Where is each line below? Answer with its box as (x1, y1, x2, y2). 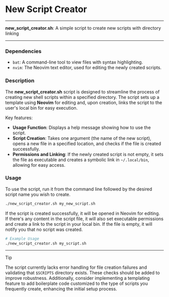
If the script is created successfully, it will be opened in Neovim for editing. (5, 210, 160, 216)
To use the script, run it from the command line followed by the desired (5, 186, 152, 192)
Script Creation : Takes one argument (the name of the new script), (12, 135, 152, 141)
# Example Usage (5, 236, 39, 241)
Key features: (5, 115, 33, 121)
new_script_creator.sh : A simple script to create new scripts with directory (5, 25, 161, 31)
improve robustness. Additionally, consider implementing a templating (5, 275, 150, 281)
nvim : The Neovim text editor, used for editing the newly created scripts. (12, 65, 162, 71)
